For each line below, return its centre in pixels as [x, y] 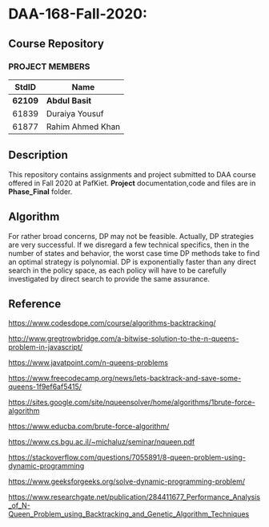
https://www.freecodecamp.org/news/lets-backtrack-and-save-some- [125, 379]
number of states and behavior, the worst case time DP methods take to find [134, 253]
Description [38, 155]
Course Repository [56, 44]
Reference [35, 304]
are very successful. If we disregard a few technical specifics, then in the [129, 245]
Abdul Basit [69, 100]
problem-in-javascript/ [46, 347]
